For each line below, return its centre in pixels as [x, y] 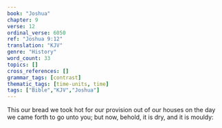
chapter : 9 [23, 20]
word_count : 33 [29, 58]
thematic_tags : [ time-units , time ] [58, 84]
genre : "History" [32, 52]
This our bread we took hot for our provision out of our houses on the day [111, 110]
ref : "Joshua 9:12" [35, 39]
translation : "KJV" [35, 45]
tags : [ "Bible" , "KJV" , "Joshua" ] [53, 90]
